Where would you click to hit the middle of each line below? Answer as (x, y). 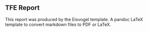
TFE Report (22, 8)
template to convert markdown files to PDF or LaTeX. (58, 24)
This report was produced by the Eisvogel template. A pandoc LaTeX (74, 19)
